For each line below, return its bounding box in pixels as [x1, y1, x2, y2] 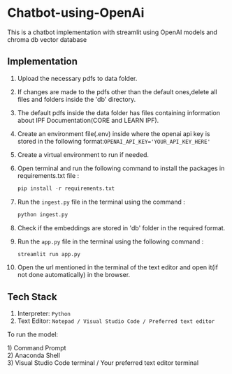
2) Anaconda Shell [7, 351, 61, 360]
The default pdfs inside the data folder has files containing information [17, 108, 220, 117]
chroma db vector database [7, 35, 87, 43]
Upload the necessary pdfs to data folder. [17, 74, 138, 82]
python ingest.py [17, 211, 68, 218]
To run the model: [7, 330, 58, 339]
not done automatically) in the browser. [17, 271, 131, 279]
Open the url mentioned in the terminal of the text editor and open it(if [17, 263, 219, 271]
